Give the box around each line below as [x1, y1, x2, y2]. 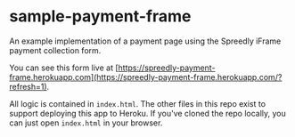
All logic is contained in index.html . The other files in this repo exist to [9, 98, 266, 109]
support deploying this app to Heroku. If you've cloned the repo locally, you [9, 108, 287, 118]
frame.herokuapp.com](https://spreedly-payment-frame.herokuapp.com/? [9, 71, 283, 82]
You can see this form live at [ [9, 62, 119, 73]
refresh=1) [9, 81, 47, 92]
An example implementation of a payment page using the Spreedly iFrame [9, 36, 282, 46]
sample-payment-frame [9, 6, 192, 27]
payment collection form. [9, 44, 102, 55]
